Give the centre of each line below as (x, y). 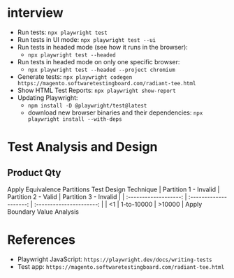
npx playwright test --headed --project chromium (102, 70)
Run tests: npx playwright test (63, 32)
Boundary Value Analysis (43, 212)
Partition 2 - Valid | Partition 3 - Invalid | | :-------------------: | (97, 196)
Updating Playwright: (47, 97)
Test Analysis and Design (82, 147)
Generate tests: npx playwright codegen (75, 76)
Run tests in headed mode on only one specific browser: (98, 61)
